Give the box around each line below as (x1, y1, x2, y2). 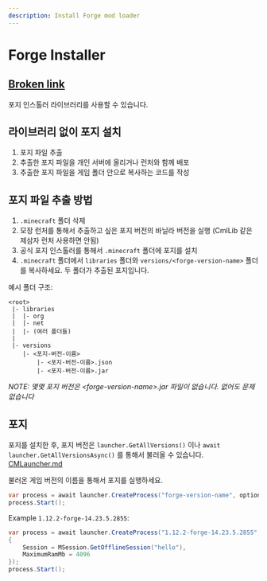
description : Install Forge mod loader (8, 11, 141, 20)
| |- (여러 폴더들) (11, 328, 72, 336)
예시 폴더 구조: (8, 283, 53, 292)
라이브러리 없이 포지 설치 (8, 125, 122, 139)
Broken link (8, 77, 65, 92)
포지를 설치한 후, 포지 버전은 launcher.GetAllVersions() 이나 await (8, 440, 221, 450)
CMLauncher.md (8, 459, 63, 469)
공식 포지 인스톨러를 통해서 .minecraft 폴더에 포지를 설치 (19, 246, 198, 255)
